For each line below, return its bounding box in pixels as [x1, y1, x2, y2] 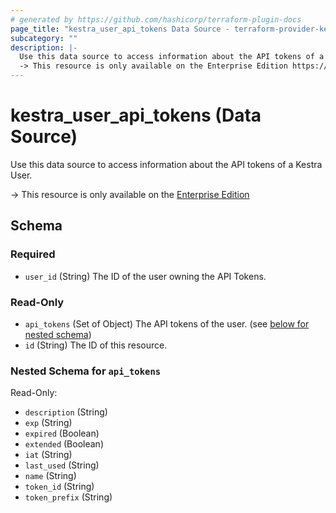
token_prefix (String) [24, 491, 113, 503]
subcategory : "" [10, 33, 78, 43]
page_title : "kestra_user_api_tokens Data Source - [10, 24, 230, 34]
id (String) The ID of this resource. [24, 339, 168, 351]
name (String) [24, 470, 77, 482]
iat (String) [24, 449, 73, 461]
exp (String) [24, 417, 73, 429]
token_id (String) [24, 481, 95, 493]
